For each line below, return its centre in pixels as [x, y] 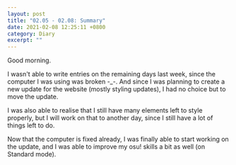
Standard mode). [32, 154]
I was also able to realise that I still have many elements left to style [105, 110]
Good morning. [29, 60]
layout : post [26, 14]
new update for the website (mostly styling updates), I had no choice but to [117, 89]
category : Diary [31, 34]
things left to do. [31, 125]
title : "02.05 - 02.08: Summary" [57, 21]
